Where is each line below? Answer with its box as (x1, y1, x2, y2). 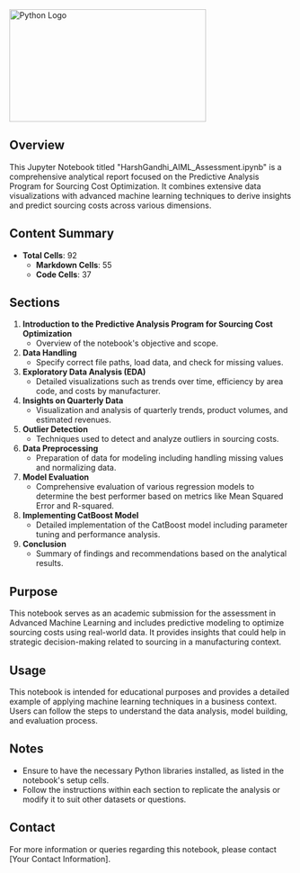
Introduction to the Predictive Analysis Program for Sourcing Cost (22, 319, 274, 329)
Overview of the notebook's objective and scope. (35, 337, 218, 349)
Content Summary (9, 226, 115, 241)
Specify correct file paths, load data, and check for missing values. (35, 357, 284, 368)
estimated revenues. (35, 414, 112, 426)
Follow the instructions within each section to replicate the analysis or (22, 784, 281, 795)
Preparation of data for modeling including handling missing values (35, 453, 284, 463)
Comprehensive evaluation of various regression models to (35, 481, 254, 492)
